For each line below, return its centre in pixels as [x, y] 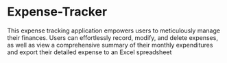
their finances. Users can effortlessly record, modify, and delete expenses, [112, 37]
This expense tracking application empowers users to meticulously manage [114, 30]
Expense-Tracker [57, 12]
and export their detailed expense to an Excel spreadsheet [89, 52]
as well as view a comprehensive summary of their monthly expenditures [110, 45]
